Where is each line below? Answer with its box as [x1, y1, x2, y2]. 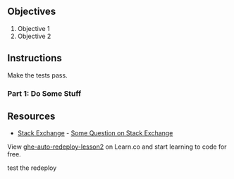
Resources [7, 110, 56, 122]
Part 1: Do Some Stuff [7, 88, 82, 98]
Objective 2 [17, 32, 51, 40]
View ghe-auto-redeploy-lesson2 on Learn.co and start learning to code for [7, 142, 227, 151]
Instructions [7, 52, 62, 64]
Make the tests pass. [7, 70, 68, 80]
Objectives [7, 6, 56, 18]
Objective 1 [17, 24, 50, 32]
